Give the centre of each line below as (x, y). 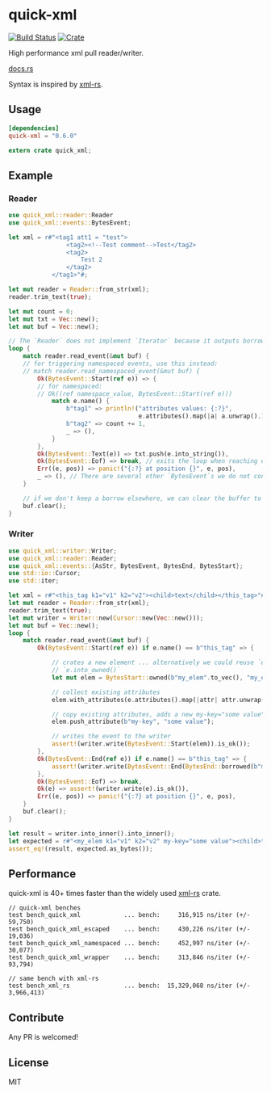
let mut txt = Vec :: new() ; (54, 319)
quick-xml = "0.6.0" (43, 136)
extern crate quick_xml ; (50, 150)
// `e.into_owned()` (86, 671)
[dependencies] (34, 128)
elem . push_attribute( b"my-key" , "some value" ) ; (133, 722)
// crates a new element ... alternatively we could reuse (152, 663)
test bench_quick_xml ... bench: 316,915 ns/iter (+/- (129, 915)
